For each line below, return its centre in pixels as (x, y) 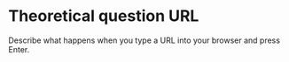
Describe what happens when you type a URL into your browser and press (144, 40)
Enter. (19, 49)
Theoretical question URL (104, 16)
